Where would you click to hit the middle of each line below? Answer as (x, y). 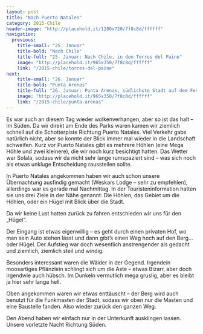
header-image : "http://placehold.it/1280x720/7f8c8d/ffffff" (85, 29)
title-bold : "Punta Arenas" (52, 85)
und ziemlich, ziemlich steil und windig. (55, 250)
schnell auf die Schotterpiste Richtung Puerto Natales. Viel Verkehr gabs (96, 132)
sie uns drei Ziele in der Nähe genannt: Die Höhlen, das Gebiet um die (93, 195)
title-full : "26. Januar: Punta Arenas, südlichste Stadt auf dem (102, 91)
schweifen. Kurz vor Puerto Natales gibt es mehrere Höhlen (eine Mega (95, 145)
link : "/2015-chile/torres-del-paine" (66, 68)
